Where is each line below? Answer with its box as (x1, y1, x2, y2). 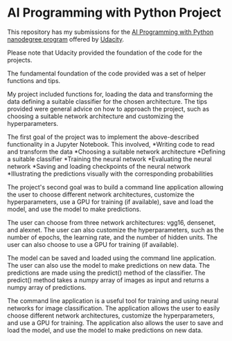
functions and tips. (7, 76, 61, 84)
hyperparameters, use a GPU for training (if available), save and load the (7, 197, 214, 205)
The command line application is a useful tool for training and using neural (7, 296, 219, 305)
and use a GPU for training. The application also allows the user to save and (7, 318, 224, 326)
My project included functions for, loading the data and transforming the (7, 90, 213, 98)
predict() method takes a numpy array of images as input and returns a (7, 275, 209, 284)
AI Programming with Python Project (7, 5, 222, 21)
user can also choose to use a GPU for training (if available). (7, 240, 179, 248)
